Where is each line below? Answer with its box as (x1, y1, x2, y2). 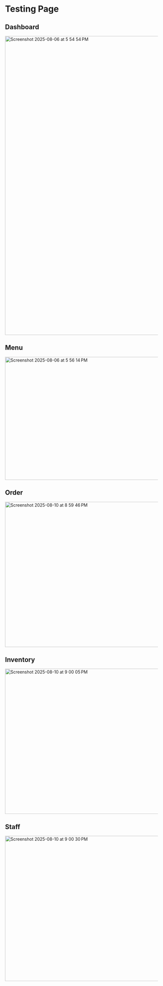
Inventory (5, 656, 35, 664)
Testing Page (5, 3, 59, 15)
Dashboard (5, 23, 39, 31)
